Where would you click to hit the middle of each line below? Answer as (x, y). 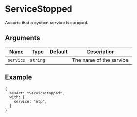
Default (58, 51)
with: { (17, 97)
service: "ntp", (31, 101)
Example (19, 78)
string (38, 60)
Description (101, 51)
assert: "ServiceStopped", (37, 93)
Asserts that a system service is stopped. (47, 23)
